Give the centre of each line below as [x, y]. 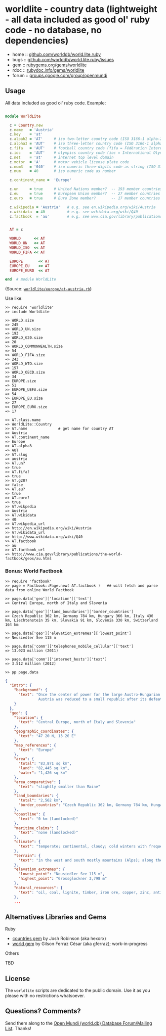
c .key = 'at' [26, 135]
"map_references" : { [35, 745]
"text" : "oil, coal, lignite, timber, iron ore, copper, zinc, [85, 892]
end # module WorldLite [31, 280]
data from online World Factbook [40, 590]
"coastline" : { [30, 814]
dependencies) [37, 41]
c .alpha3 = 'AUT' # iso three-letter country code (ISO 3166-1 [79, 144]
